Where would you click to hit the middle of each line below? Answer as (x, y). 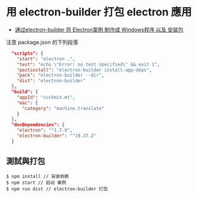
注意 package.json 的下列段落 (42, 42)
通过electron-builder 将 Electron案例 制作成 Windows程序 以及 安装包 (99, 30)
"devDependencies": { (38, 125)
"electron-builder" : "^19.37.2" (56, 136)
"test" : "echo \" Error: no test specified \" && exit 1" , (88, 64)
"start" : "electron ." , (46, 59)
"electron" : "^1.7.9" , (45, 131)
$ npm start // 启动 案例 (36, 183)
